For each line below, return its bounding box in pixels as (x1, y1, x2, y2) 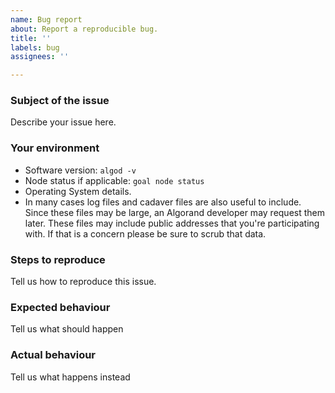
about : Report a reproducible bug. (10, 24, 159, 34)
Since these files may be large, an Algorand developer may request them (24, 206, 325, 218)
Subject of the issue (10, 94, 110, 108)
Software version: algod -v (24, 164, 137, 176)
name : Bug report (10, 14, 83, 25)
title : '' (10, 33, 52, 43)
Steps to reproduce (10, 252, 106, 266)
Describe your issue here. (10, 116, 117, 128)
